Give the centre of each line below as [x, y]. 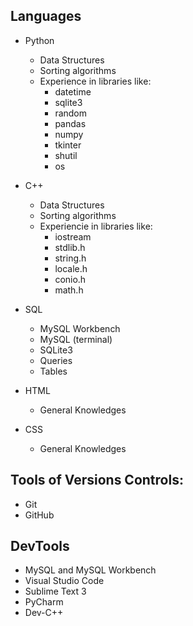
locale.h [71, 268]
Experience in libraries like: [95, 81]
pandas [70, 123]
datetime [73, 91]
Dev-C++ [44, 613]
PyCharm [44, 602]
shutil [66, 155]
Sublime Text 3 [55, 591]
